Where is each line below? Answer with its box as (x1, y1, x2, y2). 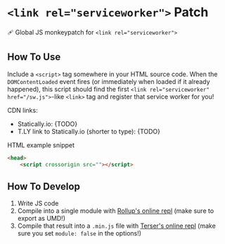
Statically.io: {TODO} (17, 119, 78, 128)
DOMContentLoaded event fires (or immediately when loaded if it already (7, 77, 210, 85)
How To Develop (7, 181, 81, 193)
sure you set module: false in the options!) (17, 229, 142, 238)
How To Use (7, 51, 61, 63)
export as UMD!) (17, 214, 65, 223)
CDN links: (7, 106, 38, 114)
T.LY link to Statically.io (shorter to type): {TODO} (17, 127, 160, 135)
